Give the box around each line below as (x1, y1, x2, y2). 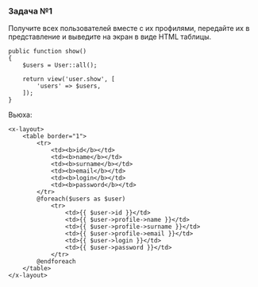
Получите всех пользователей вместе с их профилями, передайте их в (8, 24, 250, 33)
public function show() (8, 48, 87, 56)
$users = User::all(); (22, 61, 98, 69)
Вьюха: (8, 110, 33, 120)
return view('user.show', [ (22, 76, 115, 83)
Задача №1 (8, 6, 53, 17)
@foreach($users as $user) (37, 195, 126, 204)
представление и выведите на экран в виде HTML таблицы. (8, 32, 212, 41)
